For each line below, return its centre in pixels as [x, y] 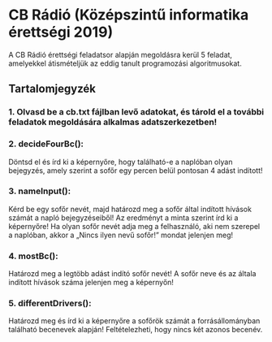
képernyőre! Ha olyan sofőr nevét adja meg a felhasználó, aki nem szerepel [134, 226]
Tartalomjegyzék [52, 89]
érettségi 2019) [61, 32]
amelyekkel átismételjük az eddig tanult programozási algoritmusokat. [125, 63]
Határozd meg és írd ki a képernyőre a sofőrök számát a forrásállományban [134, 321]
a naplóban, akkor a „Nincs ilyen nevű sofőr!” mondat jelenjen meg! [121, 235]
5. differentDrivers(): [50, 304]
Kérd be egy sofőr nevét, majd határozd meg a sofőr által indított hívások [130, 209]
